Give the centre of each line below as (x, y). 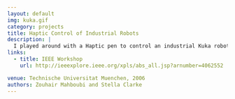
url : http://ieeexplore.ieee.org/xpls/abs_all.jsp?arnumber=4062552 (122, 66)
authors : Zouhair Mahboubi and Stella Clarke (74, 84)
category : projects (36, 26)
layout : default (31, 14)
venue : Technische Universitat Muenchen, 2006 (76, 78)
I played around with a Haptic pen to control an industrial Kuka (112, 46)
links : (17, 53)
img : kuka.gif (28, 20)
